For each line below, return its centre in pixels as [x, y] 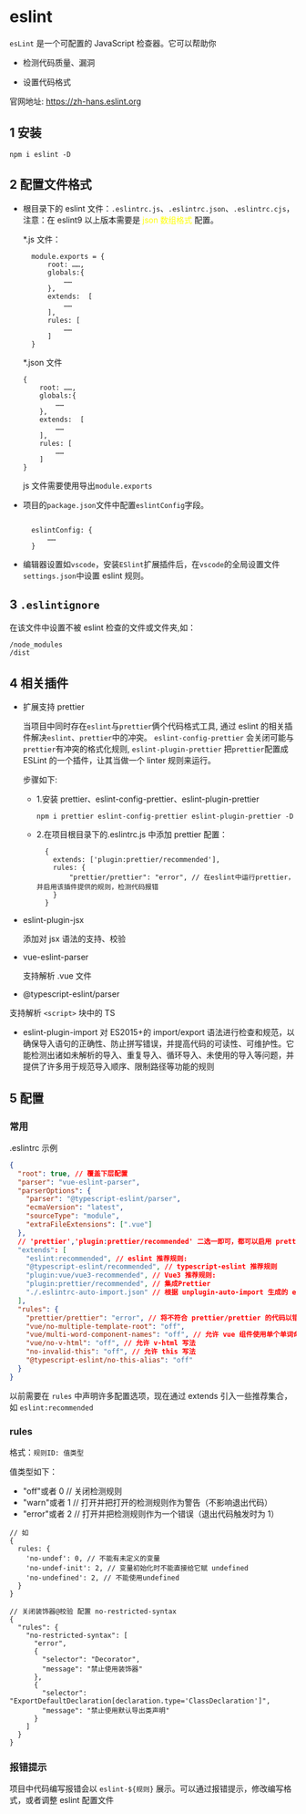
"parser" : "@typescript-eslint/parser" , [103, 1199]
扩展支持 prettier [53, 707]
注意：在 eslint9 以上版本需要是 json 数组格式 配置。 [120, 220]
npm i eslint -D [40, 154]
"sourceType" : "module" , [73, 1216]
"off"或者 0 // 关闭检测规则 [72, 1491]
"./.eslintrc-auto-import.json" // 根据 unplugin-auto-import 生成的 [157, 1292]
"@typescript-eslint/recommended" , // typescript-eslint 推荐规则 [152, 1267]
